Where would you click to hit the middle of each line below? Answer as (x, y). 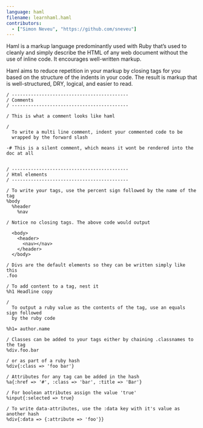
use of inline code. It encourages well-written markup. (74, 59)
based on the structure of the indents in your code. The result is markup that (102, 77)
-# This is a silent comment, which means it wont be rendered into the (100, 148)
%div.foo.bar (23, 350)
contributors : (24, 23)
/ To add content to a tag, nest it (52, 286)
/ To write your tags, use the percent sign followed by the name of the (101, 191)
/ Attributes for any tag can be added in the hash (73, 377)
